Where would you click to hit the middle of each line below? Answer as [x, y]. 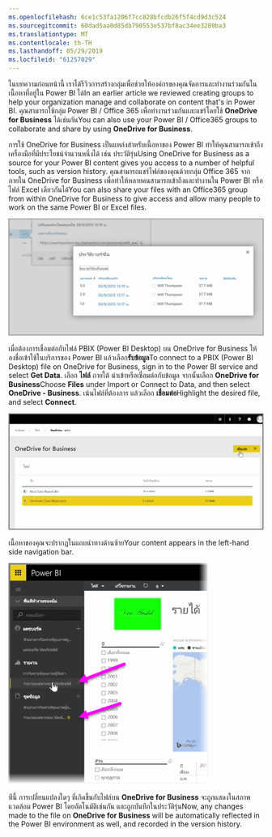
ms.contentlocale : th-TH [50, 43]
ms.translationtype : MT [49, 34]
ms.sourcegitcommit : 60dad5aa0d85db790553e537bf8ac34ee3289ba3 [117, 25]
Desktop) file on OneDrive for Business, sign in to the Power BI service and [133, 367]
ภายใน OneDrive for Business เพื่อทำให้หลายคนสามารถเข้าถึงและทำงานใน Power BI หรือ [136, 181]
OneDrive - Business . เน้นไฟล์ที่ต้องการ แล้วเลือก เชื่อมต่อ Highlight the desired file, [134, 393]
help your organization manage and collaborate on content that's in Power [132, 102]
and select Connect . [42, 402]
